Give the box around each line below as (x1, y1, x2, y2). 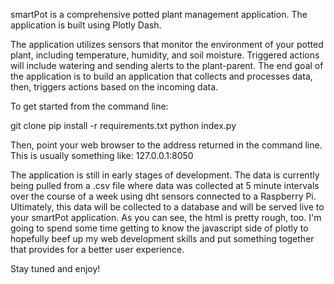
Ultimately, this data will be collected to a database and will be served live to (10, 201, 325, 213)
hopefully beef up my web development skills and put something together (10, 233, 315, 244)
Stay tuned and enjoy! (10, 263, 101, 274)
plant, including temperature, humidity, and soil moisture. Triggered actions (10, 49, 320, 61)
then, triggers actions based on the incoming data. (10, 81, 219, 93)
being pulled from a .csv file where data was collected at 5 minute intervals (10, 180, 320, 191)
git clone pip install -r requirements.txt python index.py (10, 120, 237, 131)
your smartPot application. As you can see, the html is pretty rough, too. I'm (10, 212, 322, 223)
